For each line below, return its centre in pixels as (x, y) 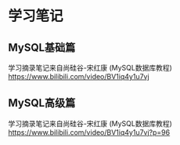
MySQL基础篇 (42, 47)
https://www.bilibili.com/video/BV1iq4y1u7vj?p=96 (89, 132)
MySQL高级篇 (42, 103)
